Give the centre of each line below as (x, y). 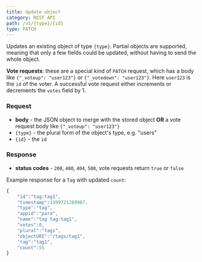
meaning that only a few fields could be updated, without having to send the (101, 53)
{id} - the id (31, 139)
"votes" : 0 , (31, 225)
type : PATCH (21, 29)
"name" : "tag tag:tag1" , (47, 219)
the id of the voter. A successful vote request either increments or (89, 84)
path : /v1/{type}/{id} (35, 23)
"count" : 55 (31, 247)
